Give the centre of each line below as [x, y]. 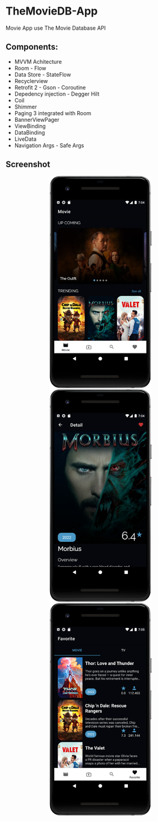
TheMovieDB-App [52, 11]
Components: [32, 47]
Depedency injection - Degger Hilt [57, 94]
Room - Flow [30, 68]
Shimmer [26, 107]
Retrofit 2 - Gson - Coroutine [50, 87]
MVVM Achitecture [38, 61]
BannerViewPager [37, 119]
